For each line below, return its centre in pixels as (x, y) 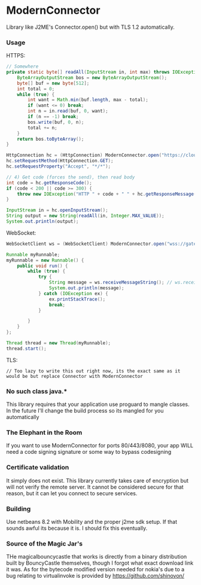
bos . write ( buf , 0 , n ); (56, 122)
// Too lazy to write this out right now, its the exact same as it (93, 371)
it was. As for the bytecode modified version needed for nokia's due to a (95, 569)
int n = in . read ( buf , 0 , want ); (68, 111)
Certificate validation (38, 468)
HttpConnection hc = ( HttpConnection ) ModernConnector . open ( (84, 155)
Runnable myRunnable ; (33, 254)
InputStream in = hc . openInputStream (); (57, 210)
